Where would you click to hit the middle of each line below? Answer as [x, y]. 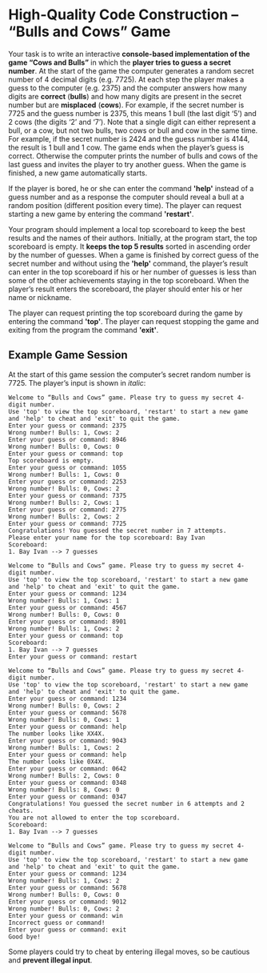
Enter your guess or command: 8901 [68, 622]
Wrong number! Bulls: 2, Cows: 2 [64, 517]
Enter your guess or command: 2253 [68, 482]
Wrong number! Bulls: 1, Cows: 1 [64, 601]
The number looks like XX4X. [57, 734]
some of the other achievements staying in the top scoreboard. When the [129, 280]
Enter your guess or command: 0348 [68, 783]
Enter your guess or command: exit [68, 930]
